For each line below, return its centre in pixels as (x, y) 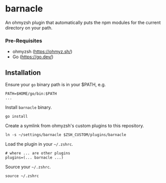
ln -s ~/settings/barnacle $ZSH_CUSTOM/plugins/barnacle (66, 135)
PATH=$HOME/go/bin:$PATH (31, 94)
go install (16, 117)
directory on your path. (29, 27)
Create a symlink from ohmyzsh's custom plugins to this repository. (74, 126)
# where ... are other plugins (38, 153)
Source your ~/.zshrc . (28, 167)
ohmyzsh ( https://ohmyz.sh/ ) (42, 52)
